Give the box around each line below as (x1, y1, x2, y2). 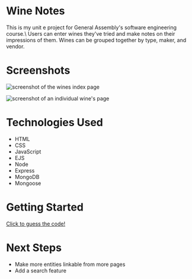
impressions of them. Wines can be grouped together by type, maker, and (6, 36, 187, 43)
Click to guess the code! (6, 220, 66, 227)
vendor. (6, 43, 25, 50)
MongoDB (14, 173, 40, 180)
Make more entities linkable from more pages (14, 261, 126, 268)
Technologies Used (6, 116, 104, 129)
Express (14, 167, 35, 174)
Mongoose (14, 180, 41, 187)
